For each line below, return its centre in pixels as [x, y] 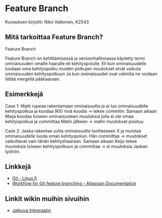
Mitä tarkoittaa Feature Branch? [54, 37]
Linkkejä [18, 166]
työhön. [13, 151]
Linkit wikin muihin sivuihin [47, 199]
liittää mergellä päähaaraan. [33, 79]
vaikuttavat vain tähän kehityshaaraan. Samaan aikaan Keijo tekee [71, 141]
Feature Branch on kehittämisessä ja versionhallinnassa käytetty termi [75, 58]
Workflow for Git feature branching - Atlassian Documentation [74, 184]
